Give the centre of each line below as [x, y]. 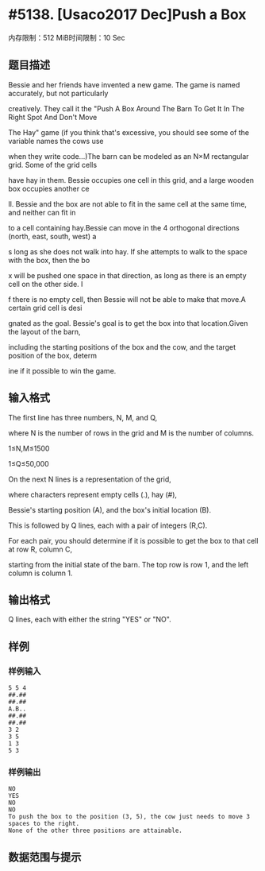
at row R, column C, [40, 549]
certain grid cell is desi [45, 308]
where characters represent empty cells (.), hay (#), [92, 494]
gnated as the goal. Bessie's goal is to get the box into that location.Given [128, 323]
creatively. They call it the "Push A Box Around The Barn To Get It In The [126, 108]
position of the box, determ [53, 355]
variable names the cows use [56, 141]
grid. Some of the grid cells [53, 165]
